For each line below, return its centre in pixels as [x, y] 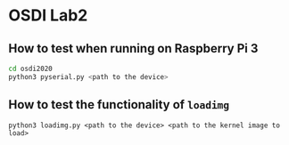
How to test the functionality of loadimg [119, 105]
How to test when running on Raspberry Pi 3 [133, 48]
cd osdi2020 [30, 68]
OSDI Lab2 [48, 16]
